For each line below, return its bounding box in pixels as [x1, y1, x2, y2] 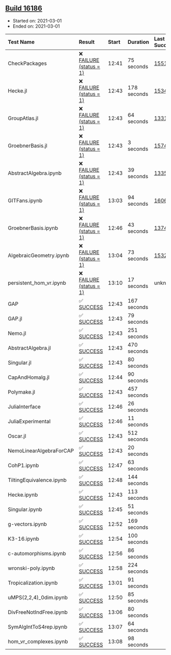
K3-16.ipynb [8, 535, 40, 542]
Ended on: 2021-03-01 [12, 23, 60, 29]
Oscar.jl [8, 432, 26, 440]
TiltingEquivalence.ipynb [8, 476, 67, 483]
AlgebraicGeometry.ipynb [8, 252, 70, 259]
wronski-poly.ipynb [8, 564, 55, 571]
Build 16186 [5, 4, 42, 13]
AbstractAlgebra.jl [8, 344, 51, 351]
